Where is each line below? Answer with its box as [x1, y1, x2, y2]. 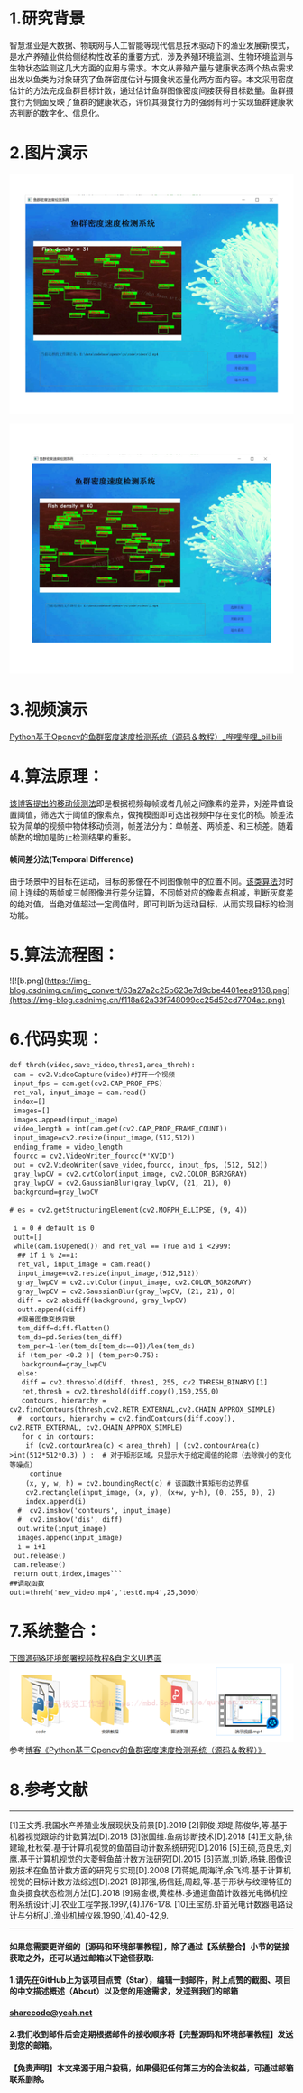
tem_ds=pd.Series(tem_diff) [17, 1332, 124, 1342]
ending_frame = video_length [13, 1142, 124, 1151]
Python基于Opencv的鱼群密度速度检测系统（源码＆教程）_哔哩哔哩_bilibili [9, 731, 283, 742]
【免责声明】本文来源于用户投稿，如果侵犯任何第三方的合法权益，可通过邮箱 [9, 2062, 294, 2074]
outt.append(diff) [17, 1305, 87, 1314]
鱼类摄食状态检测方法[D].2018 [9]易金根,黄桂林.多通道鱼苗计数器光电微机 [9, 1888, 280, 1899]
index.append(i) [25, 1497, 87, 1506]
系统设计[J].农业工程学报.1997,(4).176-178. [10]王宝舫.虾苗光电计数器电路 [16, 1899, 286, 1910]
